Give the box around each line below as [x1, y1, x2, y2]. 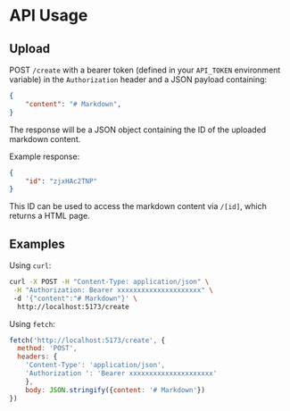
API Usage [9, 5, 88, 26]
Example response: [9, 151, 80, 162]
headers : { [17, 352, 58, 362]
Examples [9, 236, 65, 251]
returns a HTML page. [9, 211, 91, 222]
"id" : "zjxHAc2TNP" [25, 176, 98, 186]
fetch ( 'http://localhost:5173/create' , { [9, 336, 166, 345]
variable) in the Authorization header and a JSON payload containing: [9, 74, 268, 85]
